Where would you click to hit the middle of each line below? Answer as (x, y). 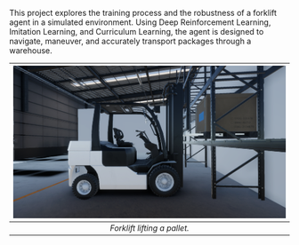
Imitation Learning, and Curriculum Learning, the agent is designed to (137, 32)
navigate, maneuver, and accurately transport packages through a (130, 41)
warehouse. (31, 51)
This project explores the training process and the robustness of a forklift (143, 13)
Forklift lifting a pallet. (149, 228)
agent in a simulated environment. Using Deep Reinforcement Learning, (140, 22)
